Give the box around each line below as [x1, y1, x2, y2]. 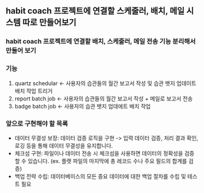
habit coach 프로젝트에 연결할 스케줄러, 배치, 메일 [6, 6, 185, 17]
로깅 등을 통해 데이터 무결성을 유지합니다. [14, 142, 113, 149]
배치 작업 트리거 [14, 87, 53, 94]
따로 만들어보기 [22, 17, 77, 28]
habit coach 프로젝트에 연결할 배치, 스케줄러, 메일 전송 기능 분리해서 [6, 37, 196, 46]
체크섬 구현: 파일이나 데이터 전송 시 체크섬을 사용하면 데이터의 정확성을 [14, 149, 183, 157]
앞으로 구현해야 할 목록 [6, 119, 69, 127]
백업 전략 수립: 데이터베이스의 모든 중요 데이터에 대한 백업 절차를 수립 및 [14, 172, 186, 180]
